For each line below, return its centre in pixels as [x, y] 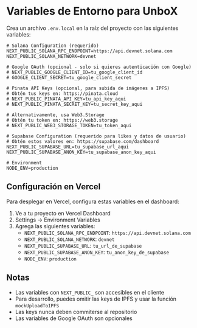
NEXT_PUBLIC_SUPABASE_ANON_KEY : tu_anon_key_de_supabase [96, 252]
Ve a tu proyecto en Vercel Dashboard [63, 213]
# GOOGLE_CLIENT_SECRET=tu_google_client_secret [69, 77]
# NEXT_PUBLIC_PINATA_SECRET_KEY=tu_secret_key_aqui [74, 104]
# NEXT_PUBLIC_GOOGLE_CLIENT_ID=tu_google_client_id [74, 72]
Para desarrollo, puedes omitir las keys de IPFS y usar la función [96, 299]
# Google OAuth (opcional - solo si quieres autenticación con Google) [99, 67]
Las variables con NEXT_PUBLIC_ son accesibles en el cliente [90, 292]
